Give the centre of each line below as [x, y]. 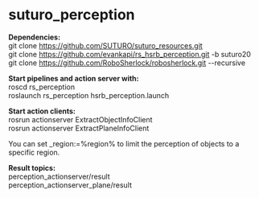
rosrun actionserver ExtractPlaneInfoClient [79, 128]
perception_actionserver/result [59, 176]
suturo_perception [72, 15]
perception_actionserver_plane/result [70, 185]
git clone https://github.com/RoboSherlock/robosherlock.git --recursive [127, 63]
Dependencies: [35, 37]
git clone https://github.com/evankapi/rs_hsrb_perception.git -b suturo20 [130, 54]
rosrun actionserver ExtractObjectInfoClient [80, 119]
